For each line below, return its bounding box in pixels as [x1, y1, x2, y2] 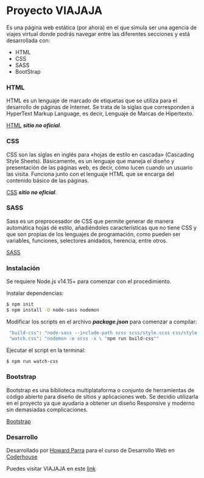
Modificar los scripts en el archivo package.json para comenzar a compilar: [6, 318, 197, 325]
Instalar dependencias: [6, 290, 64, 297]
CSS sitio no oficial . [6, 188, 57, 195]
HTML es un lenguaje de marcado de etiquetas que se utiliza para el [6, 97, 178, 104]
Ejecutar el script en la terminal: [6, 346, 86, 354]
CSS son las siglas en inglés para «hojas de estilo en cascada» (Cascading [6, 150, 194, 158]
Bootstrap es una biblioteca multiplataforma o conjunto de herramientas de [6, 386, 195, 393]
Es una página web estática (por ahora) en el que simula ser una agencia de [6, 24, 197, 31]
